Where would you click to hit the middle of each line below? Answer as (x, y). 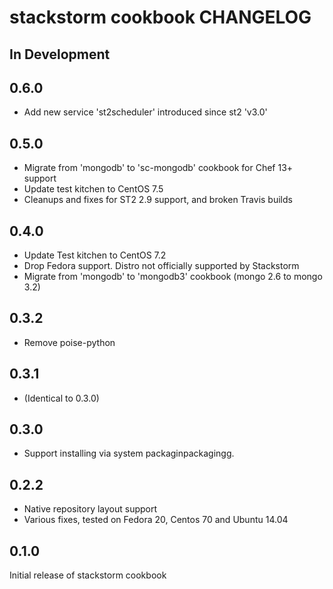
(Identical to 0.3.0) (61, 398)
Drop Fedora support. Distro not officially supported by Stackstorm (161, 266)
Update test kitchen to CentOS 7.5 (93, 189)
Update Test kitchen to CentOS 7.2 (95, 255)
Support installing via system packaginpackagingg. (129, 453)
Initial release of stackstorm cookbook (88, 575)
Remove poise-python (69, 342)
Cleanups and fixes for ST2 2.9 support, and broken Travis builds (158, 200)
